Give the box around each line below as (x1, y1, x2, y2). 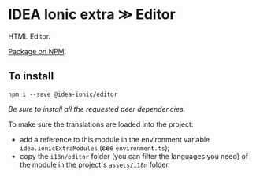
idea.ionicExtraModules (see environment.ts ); (19, 143, 170, 153)
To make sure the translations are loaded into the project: (8, 120, 194, 129)
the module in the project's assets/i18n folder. (19, 160, 171, 169)
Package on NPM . (8, 46, 67, 56)
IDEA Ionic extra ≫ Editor (8, 6, 176, 24)
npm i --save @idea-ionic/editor (8, 90, 118, 98)
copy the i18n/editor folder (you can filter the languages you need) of (19, 151, 249, 160)
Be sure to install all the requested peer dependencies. (8, 104, 186, 113)
